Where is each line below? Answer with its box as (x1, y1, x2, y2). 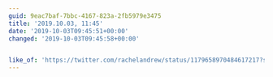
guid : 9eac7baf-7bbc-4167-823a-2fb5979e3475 (8, 11, 162, 20)
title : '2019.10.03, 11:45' (8, 19, 104, 28)
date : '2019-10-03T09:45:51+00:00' (8, 27, 129, 35)
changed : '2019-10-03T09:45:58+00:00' (8, 34, 140, 43)
